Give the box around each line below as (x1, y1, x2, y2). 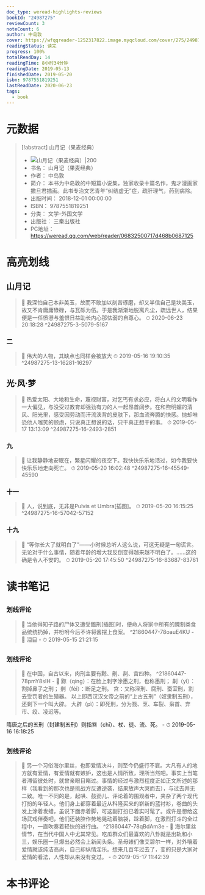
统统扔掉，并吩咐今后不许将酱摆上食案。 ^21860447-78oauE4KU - (26, 628, 194, 635)
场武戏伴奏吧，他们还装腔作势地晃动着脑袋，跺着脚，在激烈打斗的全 (21, 815, 193, 822)
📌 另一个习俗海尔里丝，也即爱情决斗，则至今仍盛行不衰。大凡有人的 (21, 762, 192, 769)
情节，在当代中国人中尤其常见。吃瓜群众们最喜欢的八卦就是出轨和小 (21, 830, 193, 838)
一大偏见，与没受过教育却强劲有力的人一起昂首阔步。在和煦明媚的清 (21, 403, 193, 411)
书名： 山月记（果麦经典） (30, 164, 96, 171)
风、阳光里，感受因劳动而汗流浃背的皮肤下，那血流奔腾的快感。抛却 (21, 411, 193, 418)
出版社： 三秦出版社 (30, 217, 81, 225)
